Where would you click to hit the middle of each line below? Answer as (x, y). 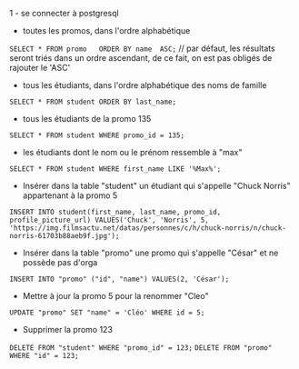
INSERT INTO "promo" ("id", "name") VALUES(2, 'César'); (120, 279)
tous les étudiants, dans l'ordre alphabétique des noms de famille (145, 85)
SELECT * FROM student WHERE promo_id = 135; (97, 135)
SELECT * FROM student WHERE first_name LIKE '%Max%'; (115, 169)
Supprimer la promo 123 (68, 329)
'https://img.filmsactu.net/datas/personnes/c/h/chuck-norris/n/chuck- (148, 228)
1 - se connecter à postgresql (65, 13)
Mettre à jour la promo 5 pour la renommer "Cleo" (115, 296)
